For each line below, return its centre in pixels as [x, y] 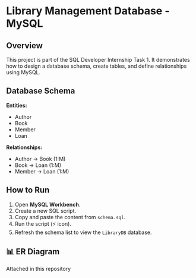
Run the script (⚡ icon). [43, 223]
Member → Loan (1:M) [42, 171]
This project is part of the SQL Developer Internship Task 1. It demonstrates [98, 60]
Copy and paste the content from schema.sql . [70, 217]
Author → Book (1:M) [40, 159]
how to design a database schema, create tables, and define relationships [97, 66]
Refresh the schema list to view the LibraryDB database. [83, 232]
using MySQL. [23, 72]
